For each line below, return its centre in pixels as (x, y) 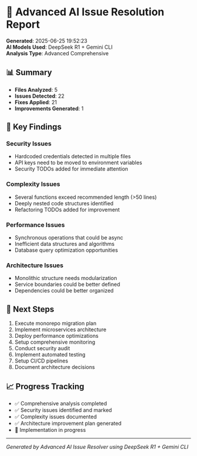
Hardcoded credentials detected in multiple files (72, 157)
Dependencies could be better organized (64, 291)
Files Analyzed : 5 (36, 89)
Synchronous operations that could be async (69, 238)
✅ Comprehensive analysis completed (61, 403)
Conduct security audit (42, 348)
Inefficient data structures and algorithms (64, 244)
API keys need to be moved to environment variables (78, 163)
